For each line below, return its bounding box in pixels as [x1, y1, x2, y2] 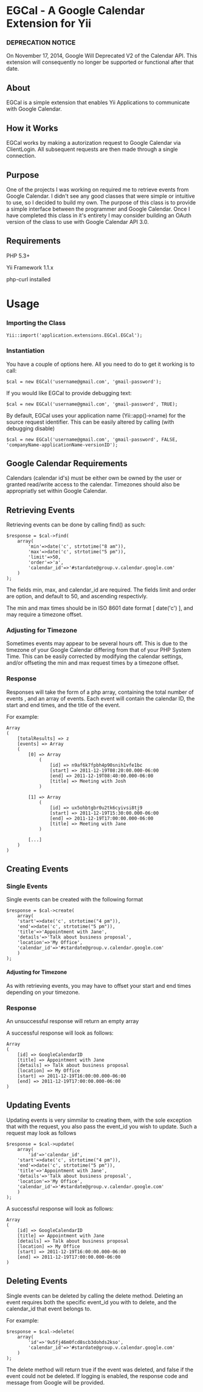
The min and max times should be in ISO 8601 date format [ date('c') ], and [6, 604, 193, 612]
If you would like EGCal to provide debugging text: [6, 389, 132, 396]
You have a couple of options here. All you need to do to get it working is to [6, 360, 195, 368]
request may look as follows [6, 1129, 77, 1136]
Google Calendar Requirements [6, 458, 128, 469]
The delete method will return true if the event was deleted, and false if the [6, 1366, 193, 1373]
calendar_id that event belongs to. [6, 1305, 92, 1312]
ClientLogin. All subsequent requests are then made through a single [6, 145, 178, 153]
